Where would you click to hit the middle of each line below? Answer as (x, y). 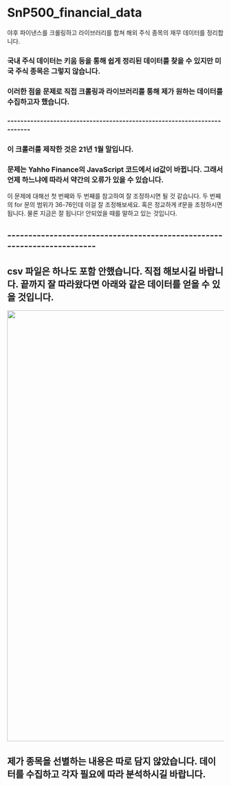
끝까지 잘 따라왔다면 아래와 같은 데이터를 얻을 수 (115, 284)
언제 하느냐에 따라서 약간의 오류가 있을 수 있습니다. (85, 179)
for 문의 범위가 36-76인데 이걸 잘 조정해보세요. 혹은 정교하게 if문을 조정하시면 (118, 204)
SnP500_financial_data (75, 13)
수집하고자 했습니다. (38, 101)
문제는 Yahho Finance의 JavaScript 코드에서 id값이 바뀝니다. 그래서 (115, 169)
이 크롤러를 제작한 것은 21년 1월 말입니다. (70, 149)
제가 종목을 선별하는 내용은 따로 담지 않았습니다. (102, 761)
